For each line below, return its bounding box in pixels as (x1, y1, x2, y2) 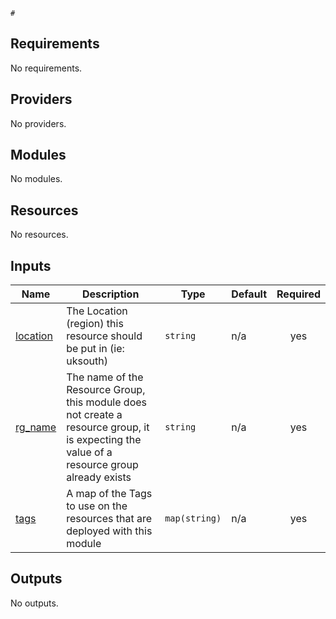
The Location (66, 304, 128, 318)
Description (81, 287, 140, 301)
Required (276, 287, 321, 301)
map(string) (164, 513, 222, 524)
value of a (66, 445, 113, 459)
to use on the (66, 499, 128, 513)
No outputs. (10, 597, 59, 609)
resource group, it (66, 420, 150, 434)
